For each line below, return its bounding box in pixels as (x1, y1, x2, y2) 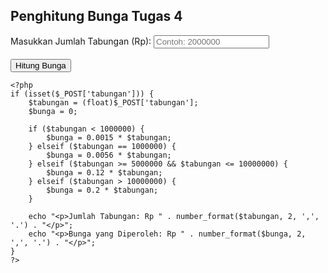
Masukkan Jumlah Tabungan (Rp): (10, 35, 152, 47)
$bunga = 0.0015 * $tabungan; (46, 132, 172, 143)
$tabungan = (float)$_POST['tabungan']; (28, 97, 199, 108)
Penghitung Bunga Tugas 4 (10, 8, 183, 25)
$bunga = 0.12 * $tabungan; (46, 167, 163, 178)
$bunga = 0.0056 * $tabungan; (46, 150, 172, 160)
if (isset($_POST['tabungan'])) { (10, 89, 155, 99)
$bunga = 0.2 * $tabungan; (46, 185, 159, 195)
